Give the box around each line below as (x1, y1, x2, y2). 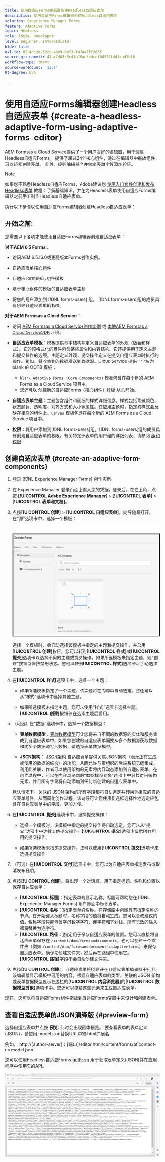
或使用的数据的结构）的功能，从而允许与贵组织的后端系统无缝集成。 (19, 760, 158, 766)
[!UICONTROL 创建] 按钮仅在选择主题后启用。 (19, 710, 111, 716)
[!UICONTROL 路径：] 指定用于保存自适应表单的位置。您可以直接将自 (19, 931, 159, 937)
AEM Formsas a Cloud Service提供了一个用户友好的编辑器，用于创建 (5, 149, 144, 155)
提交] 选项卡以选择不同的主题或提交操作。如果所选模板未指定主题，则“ (12, 654, 154, 660)
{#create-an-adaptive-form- (51, 454, 141, 463)
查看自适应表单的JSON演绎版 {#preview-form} (5, 1011, 149, 1019)
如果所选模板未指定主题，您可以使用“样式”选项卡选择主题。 (19, 704, 140, 710)
